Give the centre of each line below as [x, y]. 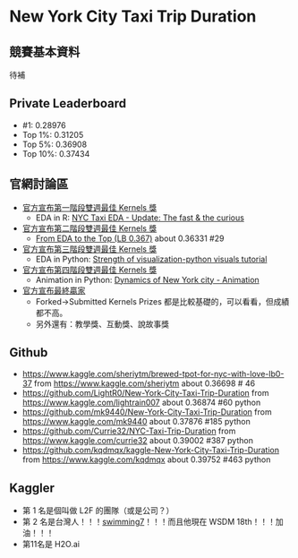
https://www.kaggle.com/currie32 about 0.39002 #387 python [137, 441]
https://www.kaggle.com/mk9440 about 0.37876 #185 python [136, 422]
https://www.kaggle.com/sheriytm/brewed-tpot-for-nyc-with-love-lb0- [153, 374]
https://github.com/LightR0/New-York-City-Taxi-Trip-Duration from [145, 393]
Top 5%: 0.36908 [55, 144]
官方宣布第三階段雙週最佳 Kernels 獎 [89, 249]
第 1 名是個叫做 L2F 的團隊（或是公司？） [98, 511]
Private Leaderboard [68, 103]
